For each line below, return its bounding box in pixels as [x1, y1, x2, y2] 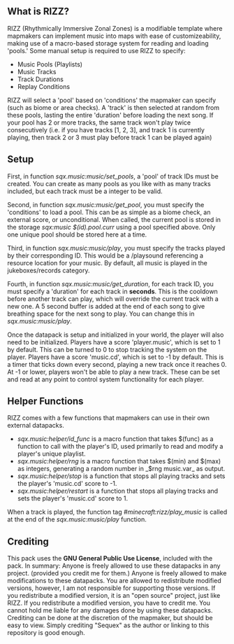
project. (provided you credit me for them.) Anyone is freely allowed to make [7, 569, 227, 577]
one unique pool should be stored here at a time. [7, 230, 147, 239]
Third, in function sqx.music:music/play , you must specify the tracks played [7, 244, 226, 252]
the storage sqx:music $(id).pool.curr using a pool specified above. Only [7, 223, 216, 231]
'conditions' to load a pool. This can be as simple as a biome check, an [7, 208, 211, 216]
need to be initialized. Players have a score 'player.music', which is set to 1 [7, 337, 221, 346]
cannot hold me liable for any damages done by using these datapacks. [7, 606, 213, 615]
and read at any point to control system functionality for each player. [7, 374, 205, 384]
